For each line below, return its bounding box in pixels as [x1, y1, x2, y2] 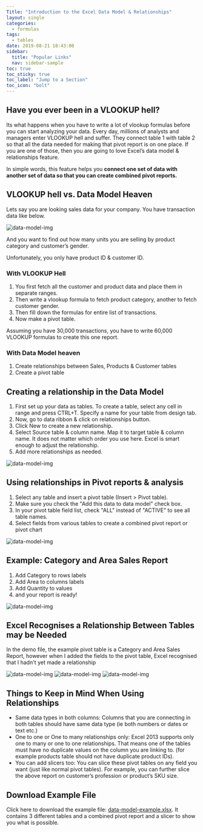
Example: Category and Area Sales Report [6, 555, 168, 566]
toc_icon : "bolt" [6, 83, 50, 89]
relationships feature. [6, 153, 59, 161]
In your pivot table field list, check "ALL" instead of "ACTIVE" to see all [15, 506, 190, 514]
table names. [15, 512, 48, 520]
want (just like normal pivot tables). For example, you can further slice [15, 766, 190, 773]
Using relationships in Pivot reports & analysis [6, 477, 184, 488]
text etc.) [15, 727, 38, 734]
